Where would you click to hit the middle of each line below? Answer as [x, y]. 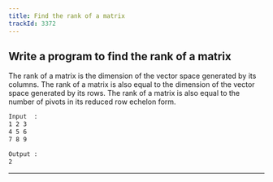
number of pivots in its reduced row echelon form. [92, 102]
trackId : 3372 [32, 24]
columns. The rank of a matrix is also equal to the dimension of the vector [132, 84]
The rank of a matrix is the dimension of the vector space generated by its [132, 76]
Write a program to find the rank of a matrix [120, 56]
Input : [23, 117]
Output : [23, 154]
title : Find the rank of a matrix [67, 16]
